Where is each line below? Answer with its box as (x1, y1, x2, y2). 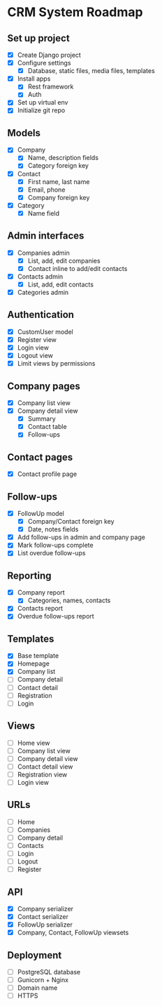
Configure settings (17, 59, 71, 67)
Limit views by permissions (17, 359, 96, 368)
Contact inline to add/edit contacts (27, 264, 128, 272)
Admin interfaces (7, 230, 84, 242)
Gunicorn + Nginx (17, 976, 68, 984)
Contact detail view (17, 762, 73, 771)
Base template (17, 651, 59, 660)
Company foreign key (27, 193, 90, 201)
